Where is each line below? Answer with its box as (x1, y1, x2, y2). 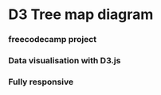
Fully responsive (8, 76, 74, 87)
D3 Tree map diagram (8, 6, 154, 24)
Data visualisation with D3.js (8, 55, 121, 66)
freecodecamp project (8, 34, 97, 45)
